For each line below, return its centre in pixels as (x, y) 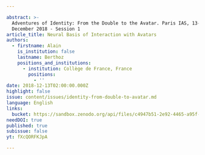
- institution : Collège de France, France (77, 69)
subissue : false (27, 131)
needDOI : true (24, 120)
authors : (17, 40)
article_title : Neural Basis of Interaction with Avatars (81, 34)
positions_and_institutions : (54, 63)
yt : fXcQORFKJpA (27, 137)
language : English (30, 103)
